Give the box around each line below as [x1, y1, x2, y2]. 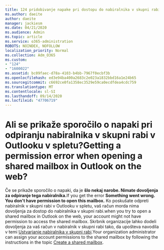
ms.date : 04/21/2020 [5, 25, 47, 30]
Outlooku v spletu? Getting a [5, 140, 121, 151]
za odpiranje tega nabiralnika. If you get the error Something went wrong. [5, 193, 155, 199]
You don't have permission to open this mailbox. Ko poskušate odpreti [5, 198, 149, 204]
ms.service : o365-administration [5, 39, 73, 44]
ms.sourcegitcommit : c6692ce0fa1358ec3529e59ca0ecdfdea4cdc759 [5, 80, 137, 85]
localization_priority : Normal [5, 48, 69, 53]
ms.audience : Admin [5, 30, 45, 35]
